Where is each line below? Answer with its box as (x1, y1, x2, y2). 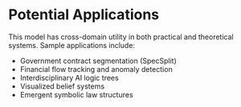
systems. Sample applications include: (8, 40, 135, 50)
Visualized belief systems (19, 81, 105, 91)
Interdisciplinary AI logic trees (19, 73, 119, 82)
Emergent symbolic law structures (19, 89, 134, 99)
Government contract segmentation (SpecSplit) (19, 56, 177, 65)
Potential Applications (8, 6, 160, 24)
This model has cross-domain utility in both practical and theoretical (8, 32, 235, 42)
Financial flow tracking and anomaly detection (19, 64, 173, 73)
